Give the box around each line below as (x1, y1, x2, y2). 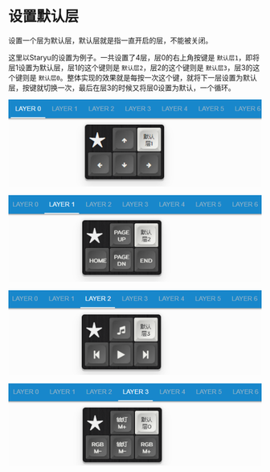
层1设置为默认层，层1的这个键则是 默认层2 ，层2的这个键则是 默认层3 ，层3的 (8, 62, 253, 72)
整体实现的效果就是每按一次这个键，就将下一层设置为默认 (67, 72, 257, 82)
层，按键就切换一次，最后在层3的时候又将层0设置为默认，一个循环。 (8, 82, 235, 93)
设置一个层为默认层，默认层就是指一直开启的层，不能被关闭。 (8, 35, 213, 45)
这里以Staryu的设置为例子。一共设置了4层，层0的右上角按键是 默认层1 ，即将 (8, 52, 260, 62)
